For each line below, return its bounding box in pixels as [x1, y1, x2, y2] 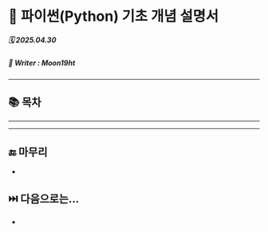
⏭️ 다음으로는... [8, 192, 80, 206]
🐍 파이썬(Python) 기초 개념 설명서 [8, 7, 219, 26]
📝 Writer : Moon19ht [8, 58, 76, 68]
